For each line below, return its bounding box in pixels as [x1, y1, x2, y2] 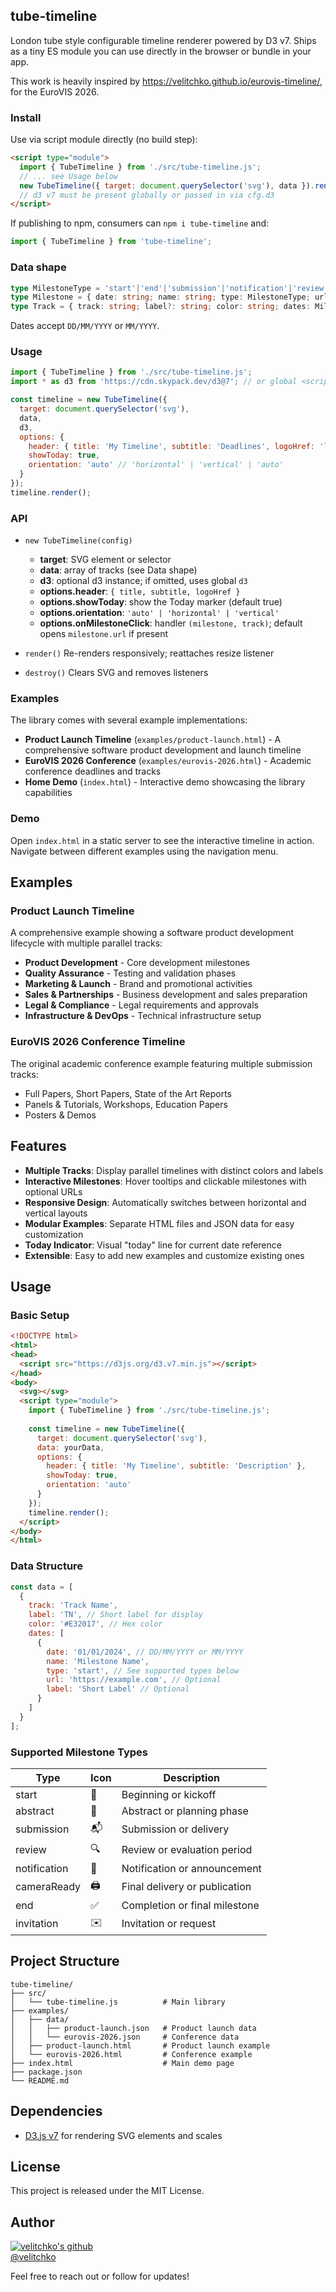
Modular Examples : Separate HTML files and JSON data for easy [24, 1217, 295, 1229]
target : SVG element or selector [39, 554, 172, 566]
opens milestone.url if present [39, 628, 169, 640]
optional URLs [24, 1185, 83, 1198]
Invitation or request [121, 1917, 217, 1931]
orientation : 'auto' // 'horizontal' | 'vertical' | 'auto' [28, 460, 284, 470]
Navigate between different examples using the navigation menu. [10, 845, 279, 857]
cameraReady [15, 1880, 82, 1894]
